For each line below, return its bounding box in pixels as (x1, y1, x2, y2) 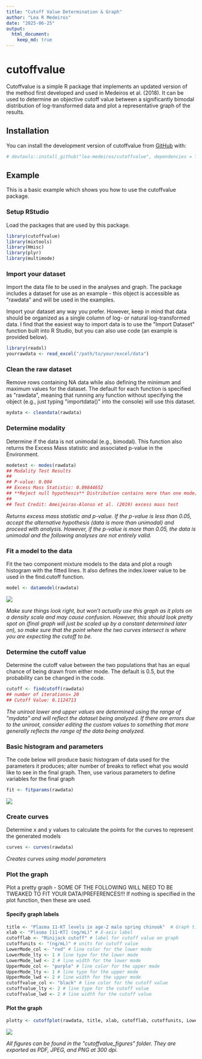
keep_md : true (17, 37, 52, 43)
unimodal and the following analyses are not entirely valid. (6, 531, 151, 539)
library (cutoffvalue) (6, 233, 61, 239)
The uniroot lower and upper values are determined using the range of (6, 708, 182, 715)
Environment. (6, 450, 39, 458)
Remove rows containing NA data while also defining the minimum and (6, 379, 182, 386)
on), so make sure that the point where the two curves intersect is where (6, 626, 186, 633)
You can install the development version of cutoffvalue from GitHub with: (6, 142, 186, 149)
